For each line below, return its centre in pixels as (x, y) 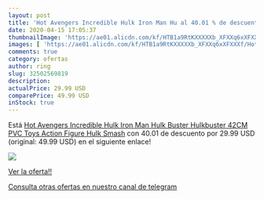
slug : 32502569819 (38, 74)
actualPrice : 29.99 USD (47, 88)
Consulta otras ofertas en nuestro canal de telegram (93, 187)
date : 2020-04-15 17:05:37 (52, 30)
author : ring (29, 67)
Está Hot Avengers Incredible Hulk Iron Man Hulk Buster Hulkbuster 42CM (128, 125)
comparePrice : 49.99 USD (49, 96)
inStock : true (31, 103)
